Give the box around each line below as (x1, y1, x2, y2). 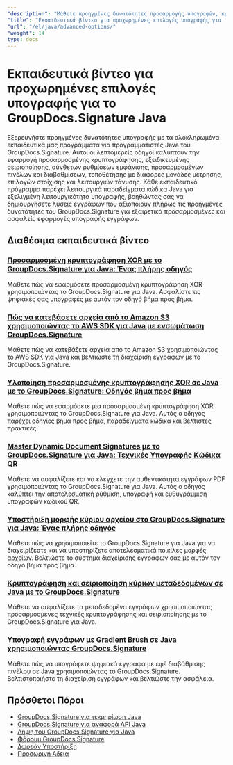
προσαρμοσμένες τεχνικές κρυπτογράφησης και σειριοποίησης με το (7, 610, 207, 619)
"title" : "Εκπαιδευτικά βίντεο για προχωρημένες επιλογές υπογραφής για (7, 17, 222, 24)
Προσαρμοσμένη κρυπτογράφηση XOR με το (7, 255, 162, 265)
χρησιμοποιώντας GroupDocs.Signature (7, 644, 147, 654)
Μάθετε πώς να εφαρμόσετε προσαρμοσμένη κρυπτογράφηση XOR (7, 280, 202, 289)
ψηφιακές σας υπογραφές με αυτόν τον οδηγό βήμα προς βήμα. (7, 295, 193, 303)
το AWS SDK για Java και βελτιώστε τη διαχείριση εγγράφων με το (7, 353, 201, 362)
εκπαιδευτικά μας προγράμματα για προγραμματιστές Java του (7, 140, 191, 150)
